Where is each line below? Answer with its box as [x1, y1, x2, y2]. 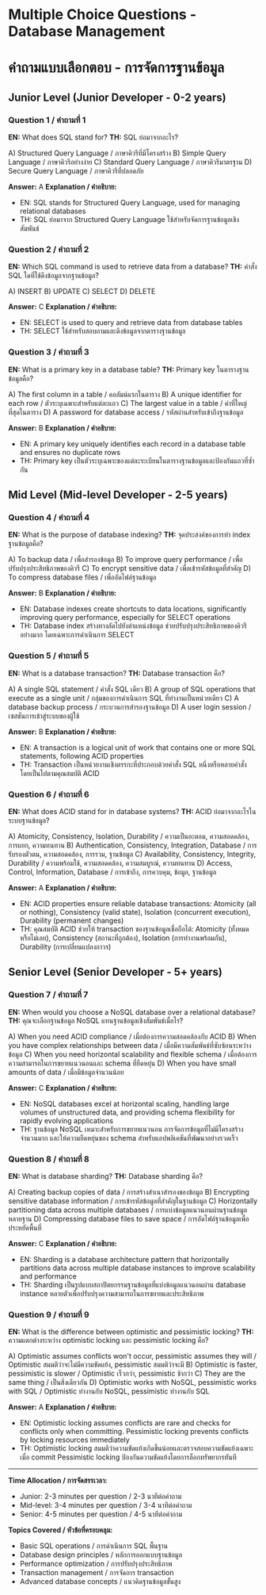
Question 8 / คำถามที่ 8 [8, 1153, 89, 1165]
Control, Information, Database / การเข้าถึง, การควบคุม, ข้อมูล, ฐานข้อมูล [8, 866, 217, 877]
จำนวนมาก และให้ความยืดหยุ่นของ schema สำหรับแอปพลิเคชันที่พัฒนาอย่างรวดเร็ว [19, 1133, 239, 1142]
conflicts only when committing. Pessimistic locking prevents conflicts [19, 1427, 249, 1436]
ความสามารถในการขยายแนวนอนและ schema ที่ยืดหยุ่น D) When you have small [8, 1058, 237, 1068]
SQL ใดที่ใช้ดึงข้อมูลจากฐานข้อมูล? [8, 271, 99, 281]
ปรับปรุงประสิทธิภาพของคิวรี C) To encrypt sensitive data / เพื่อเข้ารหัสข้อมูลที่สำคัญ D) [8, 564, 252, 573]
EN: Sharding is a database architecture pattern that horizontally [19, 1254, 230, 1264]
